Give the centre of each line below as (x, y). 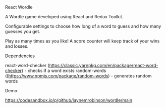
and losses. (17, 46)
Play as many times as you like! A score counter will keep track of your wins (83, 41)
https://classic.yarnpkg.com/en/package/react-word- (104, 65)
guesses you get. (23, 31)
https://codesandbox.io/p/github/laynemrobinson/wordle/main (69, 100)
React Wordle (19, 7)
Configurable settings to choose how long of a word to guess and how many (83, 26)
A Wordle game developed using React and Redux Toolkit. (64, 17)
